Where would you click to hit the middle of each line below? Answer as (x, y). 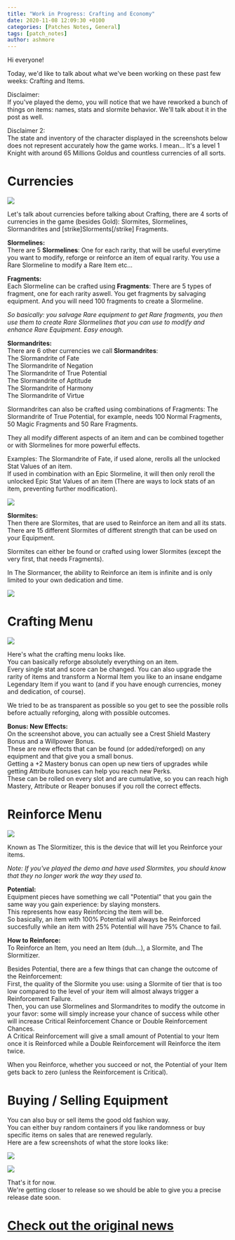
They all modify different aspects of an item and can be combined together (116, 438)
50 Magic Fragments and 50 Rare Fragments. (73, 424)
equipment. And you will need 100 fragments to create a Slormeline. (105, 301)
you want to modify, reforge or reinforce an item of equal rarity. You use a (113, 258)
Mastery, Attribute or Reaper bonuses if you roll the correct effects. (104, 786)
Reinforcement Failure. (40, 998)
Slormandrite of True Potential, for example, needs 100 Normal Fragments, (115, 417)
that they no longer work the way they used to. (75, 875)
